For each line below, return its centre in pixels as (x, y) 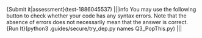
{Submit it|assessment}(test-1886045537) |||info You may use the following (101, 9)
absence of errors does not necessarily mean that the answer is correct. (97, 22)
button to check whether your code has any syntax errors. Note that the (97, 16)
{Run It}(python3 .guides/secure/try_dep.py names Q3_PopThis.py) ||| (94, 28)
